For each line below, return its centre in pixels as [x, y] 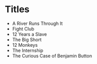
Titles [17, 9]
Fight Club [23, 28]
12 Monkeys [25, 45]
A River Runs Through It [37, 23]
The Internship [28, 50]
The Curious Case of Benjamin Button [52, 56]
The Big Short [27, 40]
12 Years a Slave [30, 34]
